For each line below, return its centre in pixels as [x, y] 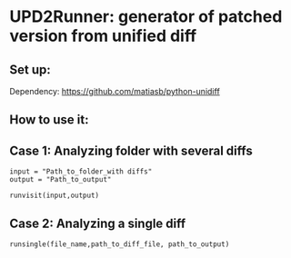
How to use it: [49, 120]
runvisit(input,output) [55, 196]
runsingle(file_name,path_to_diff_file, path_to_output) [120, 244]
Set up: [30, 69]
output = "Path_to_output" [60, 180]
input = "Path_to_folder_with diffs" [81, 172]
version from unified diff [103, 36]
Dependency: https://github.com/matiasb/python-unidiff [115, 91]
